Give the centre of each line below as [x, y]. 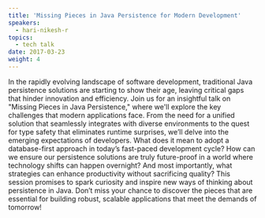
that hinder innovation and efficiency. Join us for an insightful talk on [119, 98]
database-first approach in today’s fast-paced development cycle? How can [132, 148]
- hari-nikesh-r [42, 30]
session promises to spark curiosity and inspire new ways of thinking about [131, 182]
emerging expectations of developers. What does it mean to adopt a [119, 140]
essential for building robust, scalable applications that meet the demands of [132, 198]
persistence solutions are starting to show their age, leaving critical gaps [126, 90]
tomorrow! [25, 207]
